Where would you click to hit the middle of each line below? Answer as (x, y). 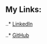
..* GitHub (17, 35)
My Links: (23, 10)
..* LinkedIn (19, 23)
